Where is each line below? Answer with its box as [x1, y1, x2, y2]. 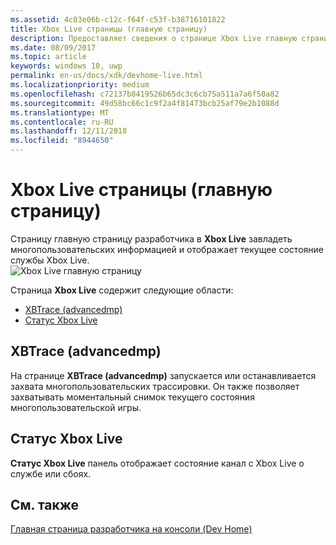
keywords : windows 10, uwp [10, 61, 123, 71]
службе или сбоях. [10, 467, 92, 480]
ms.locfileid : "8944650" [10, 136, 114, 146]
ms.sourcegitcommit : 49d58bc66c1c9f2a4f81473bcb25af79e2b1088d [10, 98, 280, 108]
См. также [10, 496, 80, 513]
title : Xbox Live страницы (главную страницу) [10, 24, 208, 34]
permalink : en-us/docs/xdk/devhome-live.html [10, 71, 203, 81]
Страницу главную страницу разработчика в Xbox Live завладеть [10, 232, 293, 245]
